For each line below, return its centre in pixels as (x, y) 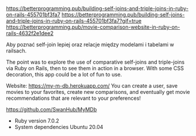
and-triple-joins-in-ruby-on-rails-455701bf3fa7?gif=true (74, 21)
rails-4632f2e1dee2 (30, 33)
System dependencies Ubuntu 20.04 (59, 127)
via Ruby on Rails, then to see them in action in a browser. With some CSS (95, 68)
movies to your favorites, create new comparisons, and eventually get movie (98, 92)
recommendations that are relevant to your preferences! (74, 98)
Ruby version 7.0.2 (37, 121)
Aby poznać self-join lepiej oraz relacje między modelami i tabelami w (90, 44)
